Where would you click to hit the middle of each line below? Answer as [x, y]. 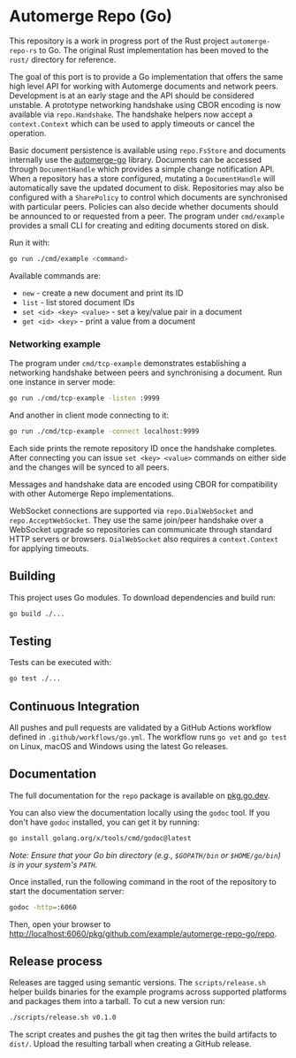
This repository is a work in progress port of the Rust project [119, 41]
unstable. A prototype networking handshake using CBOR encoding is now [145, 104]
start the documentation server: [67, 891]
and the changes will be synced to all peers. [89, 467]
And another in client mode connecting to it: [89, 415]
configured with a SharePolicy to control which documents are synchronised [148, 197]
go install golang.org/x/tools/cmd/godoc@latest [100, 838]
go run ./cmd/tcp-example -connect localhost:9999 [104, 431]
